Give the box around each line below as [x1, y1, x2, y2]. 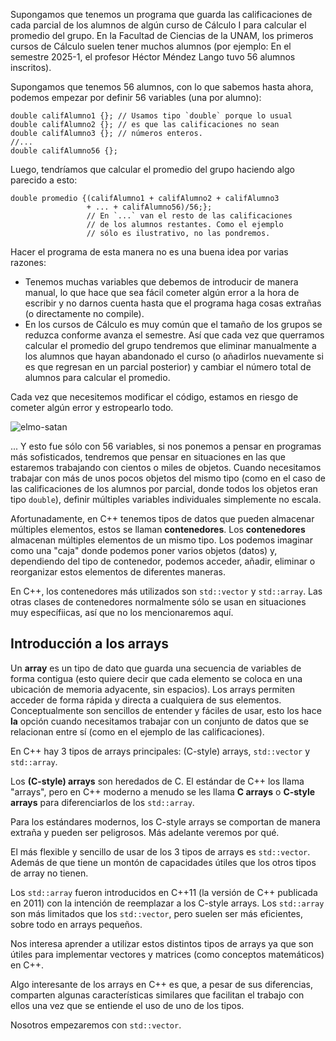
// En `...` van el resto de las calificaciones [86, 211, 293, 221]
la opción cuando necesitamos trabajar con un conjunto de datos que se [10, 715, 309, 727]
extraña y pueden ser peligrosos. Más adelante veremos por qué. [10, 826, 280, 838]
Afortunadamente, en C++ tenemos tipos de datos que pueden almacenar [10, 513, 315, 524]
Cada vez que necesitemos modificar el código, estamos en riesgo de [10, 391, 299, 403]
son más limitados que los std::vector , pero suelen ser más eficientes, [10, 907, 303, 919]
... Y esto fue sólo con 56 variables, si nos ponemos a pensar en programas [10, 440, 322, 452]
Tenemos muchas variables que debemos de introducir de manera [24, 276, 299, 288]
